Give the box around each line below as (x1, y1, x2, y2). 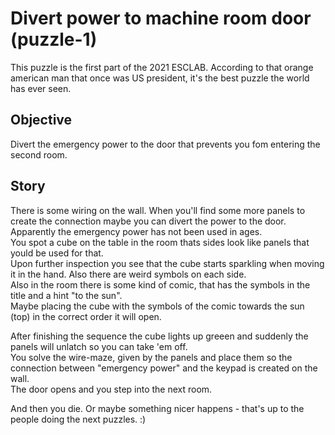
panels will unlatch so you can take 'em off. (10, 340, 188, 352)
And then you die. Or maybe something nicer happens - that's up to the (10, 402, 305, 414)
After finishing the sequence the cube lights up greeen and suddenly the (10, 330, 309, 342)
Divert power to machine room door (10, 7, 312, 30)
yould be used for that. (10, 247, 104, 259)
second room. (10, 148, 68, 161)
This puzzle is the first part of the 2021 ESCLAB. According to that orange (10, 61, 314, 73)
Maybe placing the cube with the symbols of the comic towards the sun (10, 300, 305, 312)
